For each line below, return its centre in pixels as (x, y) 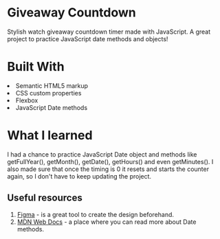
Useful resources (45, 198)
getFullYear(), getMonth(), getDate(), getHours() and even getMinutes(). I (110, 161)
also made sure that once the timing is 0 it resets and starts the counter (108, 169)
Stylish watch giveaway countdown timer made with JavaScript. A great (109, 32)
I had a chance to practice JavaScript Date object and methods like (102, 154)
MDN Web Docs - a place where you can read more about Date (107, 222)
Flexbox (27, 100)
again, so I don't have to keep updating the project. (79, 176)
